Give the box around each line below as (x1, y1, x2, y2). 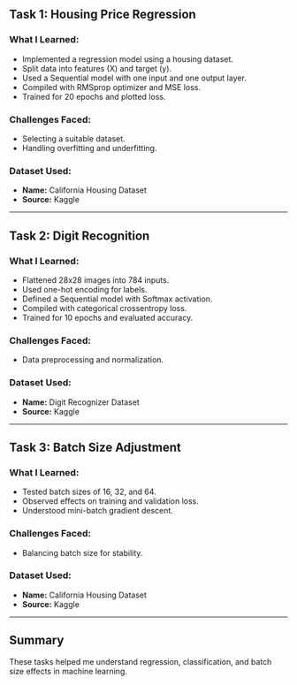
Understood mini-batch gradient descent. (21, 506, 174, 516)
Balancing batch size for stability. (21, 547, 143, 558)
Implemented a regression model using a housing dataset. (21, 53, 234, 65)
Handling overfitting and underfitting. (21, 142, 157, 153)
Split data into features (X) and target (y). (21, 63, 172, 73)
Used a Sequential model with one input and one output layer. (21, 72, 247, 83)
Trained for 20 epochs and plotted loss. (21, 91, 166, 102)
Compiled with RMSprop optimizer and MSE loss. (21, 81, 202, 92)
